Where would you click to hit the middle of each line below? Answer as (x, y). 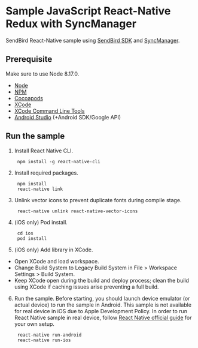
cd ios (25, 233)
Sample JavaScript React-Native (88, 11)
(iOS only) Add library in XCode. (54, 250)
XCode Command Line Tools (49, 111)
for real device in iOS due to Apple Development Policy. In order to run (101, 311)
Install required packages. (46, 173)
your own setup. (34, 324)
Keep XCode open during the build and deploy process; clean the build (102, 280)
